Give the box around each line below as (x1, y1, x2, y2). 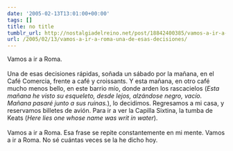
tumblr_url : (7, 29, 42, 37)
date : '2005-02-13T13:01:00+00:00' (7, 10, 110, 17)
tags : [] (7, 17, 33, 24)
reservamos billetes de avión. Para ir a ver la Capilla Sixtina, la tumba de (7, 107, 213, 115)
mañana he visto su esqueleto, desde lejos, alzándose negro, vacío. (7, 91, 202, 100)
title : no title (7, 23, 54, 30)
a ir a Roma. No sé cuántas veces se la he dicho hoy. (7, 136, 158, 144)
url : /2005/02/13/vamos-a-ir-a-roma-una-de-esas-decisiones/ (7, 36, 188, 43)
